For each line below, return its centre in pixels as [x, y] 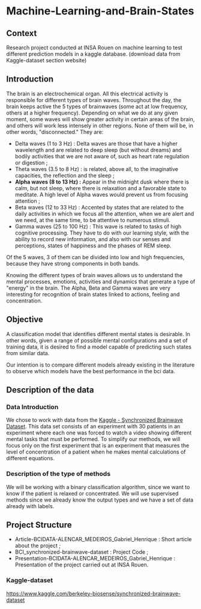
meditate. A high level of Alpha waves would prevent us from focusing [101, 194]
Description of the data [50, 390]
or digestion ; [31, 163]
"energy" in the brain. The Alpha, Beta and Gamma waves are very [88, 288]
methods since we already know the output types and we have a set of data [100, 500]
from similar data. [28, 353]
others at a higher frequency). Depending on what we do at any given [92, 113]
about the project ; [38, 546]
